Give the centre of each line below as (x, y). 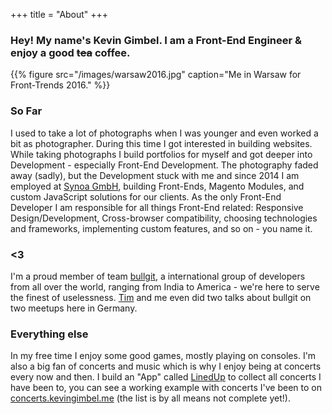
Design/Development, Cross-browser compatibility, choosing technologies (164, 218)
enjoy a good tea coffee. (70, 52)
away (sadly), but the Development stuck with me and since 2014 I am (155, 175)
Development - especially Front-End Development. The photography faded (164, 165)
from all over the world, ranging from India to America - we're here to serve (165, 286)
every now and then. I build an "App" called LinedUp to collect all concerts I (166, 377)
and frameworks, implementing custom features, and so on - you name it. (161, 228)
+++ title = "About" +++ (59, 14)
